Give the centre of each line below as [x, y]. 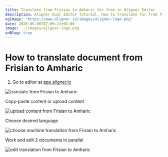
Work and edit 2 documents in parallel [44, 140]
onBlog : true [19, 33]
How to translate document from [74, 58]
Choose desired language [32, 121]
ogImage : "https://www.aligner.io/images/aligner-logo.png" [69, 19]
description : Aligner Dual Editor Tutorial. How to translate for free [81, 14]
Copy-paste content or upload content [45, 101]
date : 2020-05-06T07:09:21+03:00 [40, 24]
